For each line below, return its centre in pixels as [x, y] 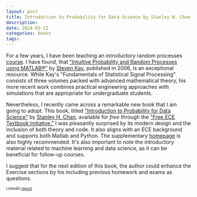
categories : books [29, 34]
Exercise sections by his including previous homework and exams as [89, 172]
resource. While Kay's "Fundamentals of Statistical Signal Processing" [91, 74]
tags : [13, 39]
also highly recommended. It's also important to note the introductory [90, 142]
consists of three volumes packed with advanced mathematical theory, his [96, 81]
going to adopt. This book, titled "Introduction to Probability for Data [89, 111]
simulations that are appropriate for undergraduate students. [79, 93]
